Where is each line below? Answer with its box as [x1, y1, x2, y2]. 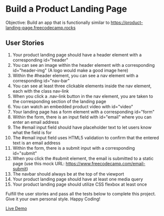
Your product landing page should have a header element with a [12, 52, 142, 58]
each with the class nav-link [12, 88, 69, 94]
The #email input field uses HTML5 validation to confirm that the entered [12, 135, 159, 140]
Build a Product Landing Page [5, 3, 127, 15]
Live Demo [5, 205, 27, 211]
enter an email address [12, 119, 59, 125]
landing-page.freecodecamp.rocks [5, 24, 76, 30]
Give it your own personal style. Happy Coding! [5, 196, 101, 202]
